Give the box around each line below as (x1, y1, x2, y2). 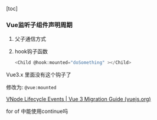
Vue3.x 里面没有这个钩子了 (6, 71, 72, 79)
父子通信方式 (14, 35, 46, 43)
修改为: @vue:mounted (6, 84, 57, 91)
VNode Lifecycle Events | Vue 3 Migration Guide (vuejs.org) (6, 96, 152, 103)
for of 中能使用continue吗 (6, 108, 68, 115)
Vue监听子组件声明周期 (6, 21, 73, 29)
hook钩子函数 (14, 48, 48, 55)
